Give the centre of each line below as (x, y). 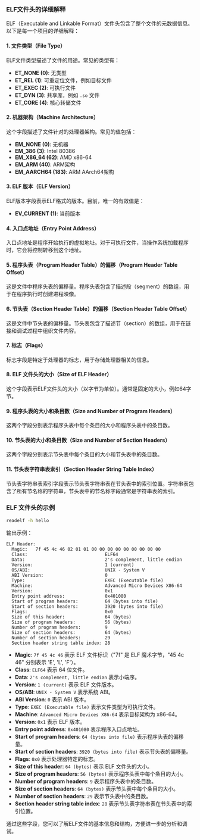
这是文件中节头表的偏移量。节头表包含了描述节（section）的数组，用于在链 (99, 323)
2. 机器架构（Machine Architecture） (53, 117)
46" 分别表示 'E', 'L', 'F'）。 (47, 662)
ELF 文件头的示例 (31, 508)
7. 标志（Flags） (26, 345)
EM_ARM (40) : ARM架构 (45, 164)
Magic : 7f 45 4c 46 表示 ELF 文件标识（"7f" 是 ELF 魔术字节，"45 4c (99, 655)
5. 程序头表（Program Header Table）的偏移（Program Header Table (92, 265)
